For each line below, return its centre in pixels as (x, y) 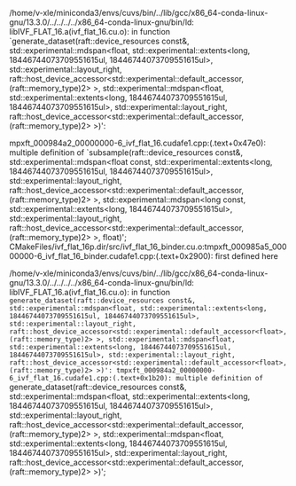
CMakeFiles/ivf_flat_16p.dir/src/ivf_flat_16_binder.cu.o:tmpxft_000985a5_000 (148, 247)
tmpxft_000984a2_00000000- (166, 371)
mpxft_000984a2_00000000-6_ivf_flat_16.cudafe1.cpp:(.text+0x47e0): (138, 143)
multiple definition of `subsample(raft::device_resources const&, (126, 153)
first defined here (247, 256)
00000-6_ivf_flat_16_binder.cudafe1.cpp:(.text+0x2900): (111, 256)
